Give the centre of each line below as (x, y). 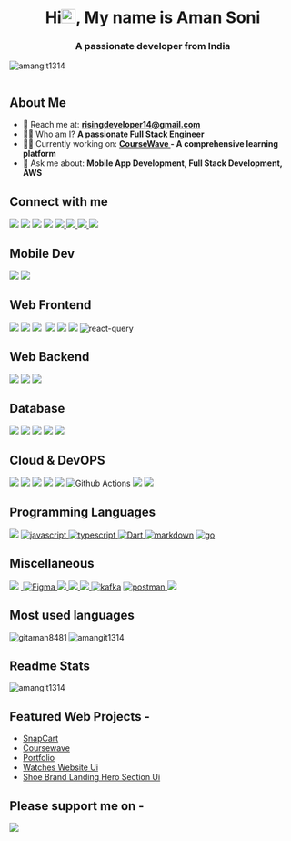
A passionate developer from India (153, 46)
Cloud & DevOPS (57, 460)
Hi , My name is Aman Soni (153, 18)
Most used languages (72, 615)
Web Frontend (50, 305)
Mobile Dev (42, 253)
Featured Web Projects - (80, 717)
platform (39, 154)
